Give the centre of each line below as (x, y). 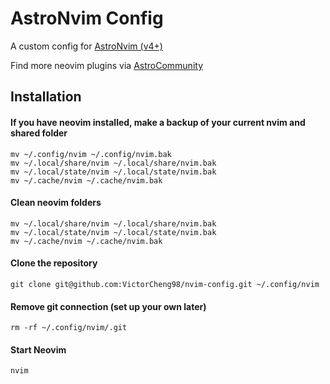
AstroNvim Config (87, 18)
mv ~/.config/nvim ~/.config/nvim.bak (91, 154)
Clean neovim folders (56, 203)
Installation (46, 97)
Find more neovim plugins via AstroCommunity (106, 65)
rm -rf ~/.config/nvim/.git (69, 328)
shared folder (39, 133)
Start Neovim (38, 349)
